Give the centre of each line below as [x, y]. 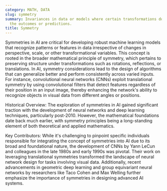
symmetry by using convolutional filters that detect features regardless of [80, 85]
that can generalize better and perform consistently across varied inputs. [80, 74]
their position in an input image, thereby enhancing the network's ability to [81, 90]
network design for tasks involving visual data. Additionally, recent [73, 162]
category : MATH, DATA [28, 10]
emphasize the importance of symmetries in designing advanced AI [74, 178]
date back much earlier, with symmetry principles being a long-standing [79, 121]
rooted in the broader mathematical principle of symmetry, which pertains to [83, 58]
